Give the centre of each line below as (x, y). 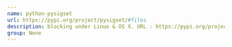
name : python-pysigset (40, 13)
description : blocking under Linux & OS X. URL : (80, 26)
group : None (24, 33)
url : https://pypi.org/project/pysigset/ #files (77, 20)
